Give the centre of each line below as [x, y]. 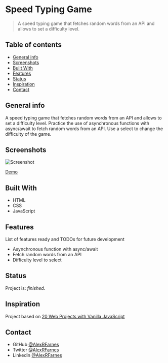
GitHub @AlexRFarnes [36, 345]
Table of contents [33, 45]
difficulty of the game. [28, 134]
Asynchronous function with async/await [55, 249]
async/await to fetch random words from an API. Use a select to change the [84, 129]
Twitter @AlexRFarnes [36, 350]
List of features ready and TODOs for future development [65, 239]
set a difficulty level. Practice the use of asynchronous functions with [77, 123]
